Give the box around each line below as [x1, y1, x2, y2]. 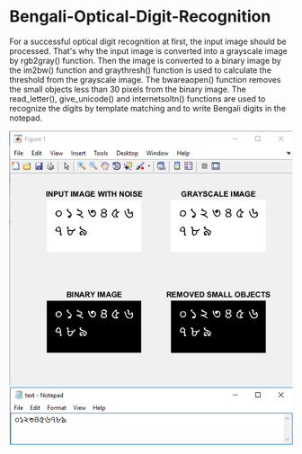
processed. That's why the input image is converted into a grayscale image [9, 45, 288, 56]
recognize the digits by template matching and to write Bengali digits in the [9, 102, 286, 113]
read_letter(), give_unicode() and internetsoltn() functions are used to [9, 93, 266, 104]
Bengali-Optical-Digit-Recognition [9, 6, 271, 27]
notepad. [9, 112, 43, 123]
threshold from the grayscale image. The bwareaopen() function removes [9, 74, 281, 85]
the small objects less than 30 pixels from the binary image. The [9, 84, 247, 94]
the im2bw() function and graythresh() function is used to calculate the [9, 65, 272, 76]
